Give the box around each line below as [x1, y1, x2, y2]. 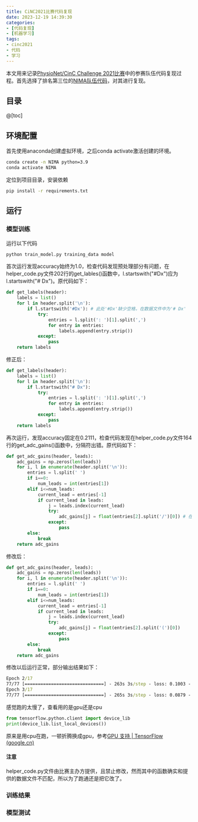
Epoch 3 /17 [6, 687, 33, 692]
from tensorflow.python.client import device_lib [6, 715, 131, 721]
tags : [6, 36, 19, 42]
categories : [6, 20, 35, 25]
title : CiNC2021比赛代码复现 [6, 8, 72, 15]
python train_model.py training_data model [6, 251, 115, 257]
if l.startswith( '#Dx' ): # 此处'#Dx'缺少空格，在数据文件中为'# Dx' [27, 306, 187, 312]
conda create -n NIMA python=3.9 [6, 159, 88, 166]
